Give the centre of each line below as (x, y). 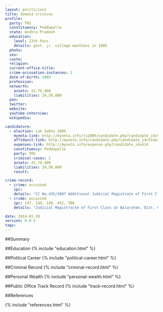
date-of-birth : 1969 (30, 77)
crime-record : (19, 181)
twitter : (18, 104)
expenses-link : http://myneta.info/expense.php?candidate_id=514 (81, 145)
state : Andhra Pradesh (32, 32)
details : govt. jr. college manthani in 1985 (61, 46)
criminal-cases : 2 (32, 158)
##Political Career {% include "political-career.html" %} (61, 258)
